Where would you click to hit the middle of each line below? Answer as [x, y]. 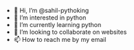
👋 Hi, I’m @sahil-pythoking [51, 10]
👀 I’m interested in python [50, 18]
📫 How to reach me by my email [60, 40]
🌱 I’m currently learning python [57, 25]
